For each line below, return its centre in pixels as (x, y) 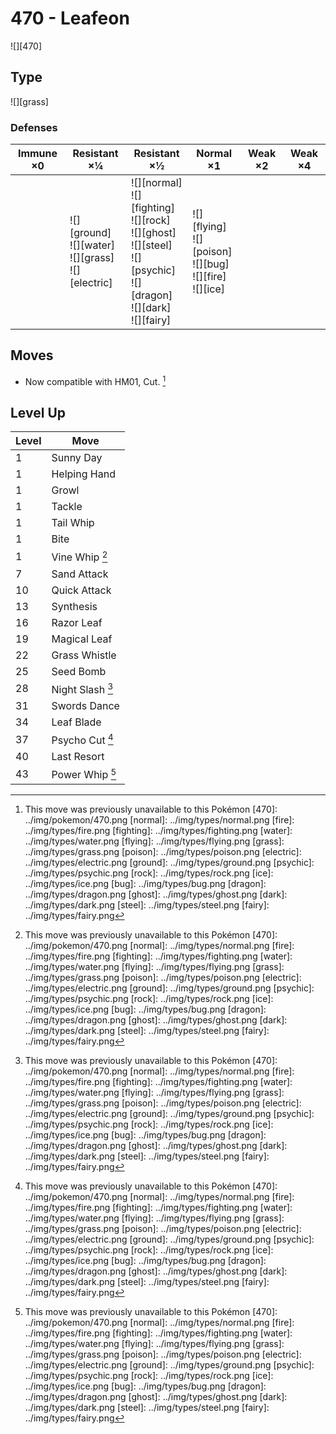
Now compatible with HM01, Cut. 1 (95, 380)
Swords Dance (85, 705)
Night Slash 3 (82, 688)
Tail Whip (73, 523)
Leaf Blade (76, 722)
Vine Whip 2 (79, 556)
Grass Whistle (84, 655)
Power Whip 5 (84, 774)
